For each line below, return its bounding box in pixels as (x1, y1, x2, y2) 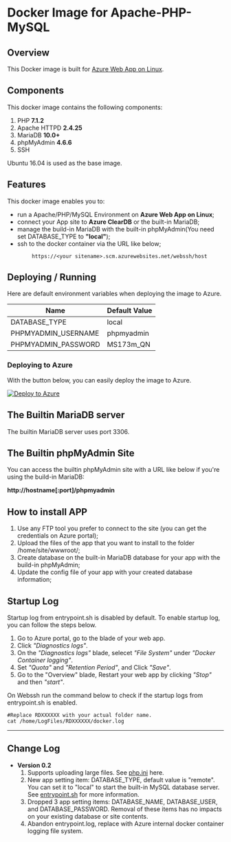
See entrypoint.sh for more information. (27, 790, 140, 798)
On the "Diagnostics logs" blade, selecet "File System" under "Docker (16, 648, 216, 657)
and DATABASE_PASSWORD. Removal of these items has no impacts (27, 805, 222, 813)
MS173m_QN (107, 340, 151, 350)
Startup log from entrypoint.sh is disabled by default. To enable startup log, (7, 613, 221, 622)
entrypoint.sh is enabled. (7, 698, 78, 707)
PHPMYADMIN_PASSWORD (10, 340, 101, 350)
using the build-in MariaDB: (7, 473, 85, 481)
